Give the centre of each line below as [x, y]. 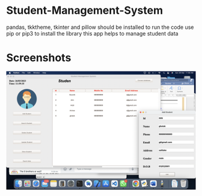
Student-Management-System [85, 11]
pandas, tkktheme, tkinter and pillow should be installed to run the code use [100, 27]
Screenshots [39, 58]
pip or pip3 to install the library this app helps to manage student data [92, 33]
